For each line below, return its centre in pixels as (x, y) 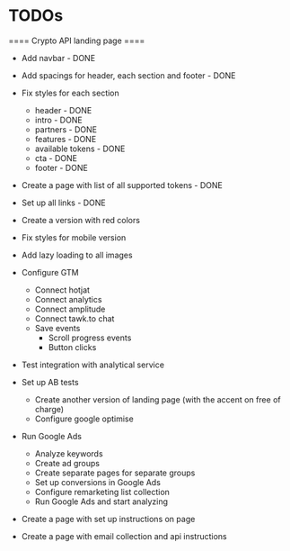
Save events (57, 328)
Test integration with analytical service (93, 365)
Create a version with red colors (81, 220)
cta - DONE (56, 158)
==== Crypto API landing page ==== (77, 41)
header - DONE (63, 110)
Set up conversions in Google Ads (97, 482)
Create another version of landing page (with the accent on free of (158, 399)
